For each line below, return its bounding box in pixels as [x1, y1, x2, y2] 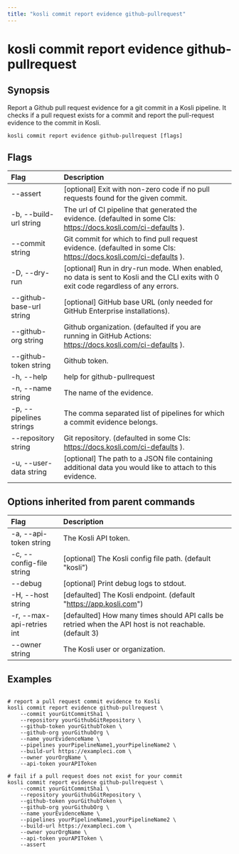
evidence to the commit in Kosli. [7, 118, 101, 127]
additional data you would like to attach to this [63, 463, 217, 473]
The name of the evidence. [63, 388, 154, 398]
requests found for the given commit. [63, 193, 187, 203]
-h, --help [11, 372, 48, 382]
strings [11, 422, 34, 432]
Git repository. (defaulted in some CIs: [63, 433, 191, 443]
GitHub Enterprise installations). [63, 306, 170, 316]
